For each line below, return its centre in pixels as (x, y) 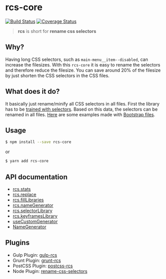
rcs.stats (22, 189)
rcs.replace (24, 194)
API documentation (36, 177)
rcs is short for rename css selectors (57, 31)
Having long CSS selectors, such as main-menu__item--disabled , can (77, 59)
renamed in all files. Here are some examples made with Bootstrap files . (80, 114)
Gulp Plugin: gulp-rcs (35, 255)
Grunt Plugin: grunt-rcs (37, 260)
